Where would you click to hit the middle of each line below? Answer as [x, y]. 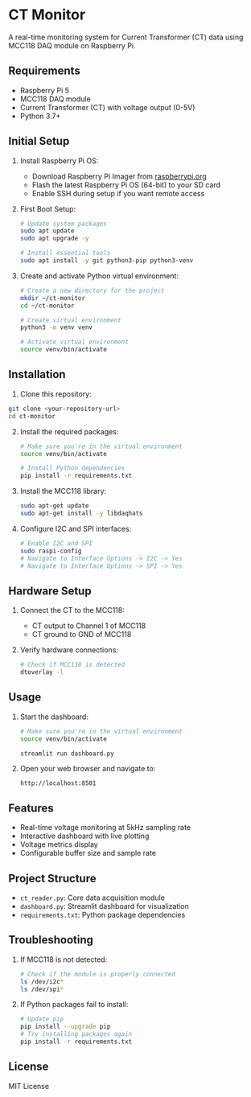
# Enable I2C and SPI [56, 543]
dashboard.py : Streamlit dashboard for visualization [104, 906]
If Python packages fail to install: [74, 1005]
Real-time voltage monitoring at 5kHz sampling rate [105, 828]
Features [31, 808]
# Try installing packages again [76, 1034]
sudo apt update [47, 231]
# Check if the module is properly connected [97, 974]
